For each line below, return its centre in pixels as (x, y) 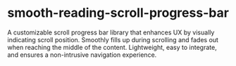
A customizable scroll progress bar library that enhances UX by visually (111, 32)
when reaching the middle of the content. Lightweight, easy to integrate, (112, 47)
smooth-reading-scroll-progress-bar (118, 13)
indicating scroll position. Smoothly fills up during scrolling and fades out (113, 39)
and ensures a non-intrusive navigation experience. (82, 55)
